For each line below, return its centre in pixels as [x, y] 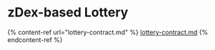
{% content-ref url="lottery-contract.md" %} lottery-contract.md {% [108, 32]
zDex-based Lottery [68, 12]
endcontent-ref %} [35, 39]
